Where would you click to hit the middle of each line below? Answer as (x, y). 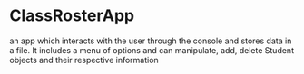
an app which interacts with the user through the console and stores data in (151, 41)
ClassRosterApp (72, 16)
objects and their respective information (84, 60)
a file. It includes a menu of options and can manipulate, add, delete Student (152, 50)
